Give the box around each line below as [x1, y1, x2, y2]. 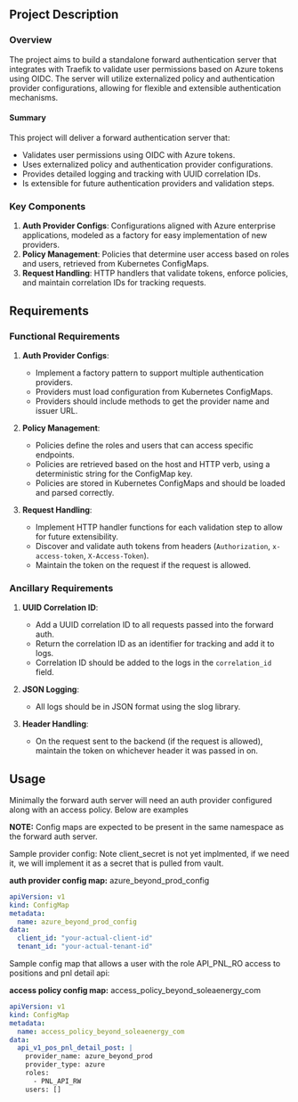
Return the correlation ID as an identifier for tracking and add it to [35, 638, 275, 649]
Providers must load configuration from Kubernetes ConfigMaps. [35, 386, 274, 397]
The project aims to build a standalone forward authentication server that [9, 53, 278, 65]
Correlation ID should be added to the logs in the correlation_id [35, 657, 272, 668]
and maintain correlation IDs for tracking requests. [21, 277, 206, 288]
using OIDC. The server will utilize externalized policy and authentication [9, 73, 276, 84]
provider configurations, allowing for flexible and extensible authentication [9, 82, 282, 93]
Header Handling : [21, 719, 89, 729]
